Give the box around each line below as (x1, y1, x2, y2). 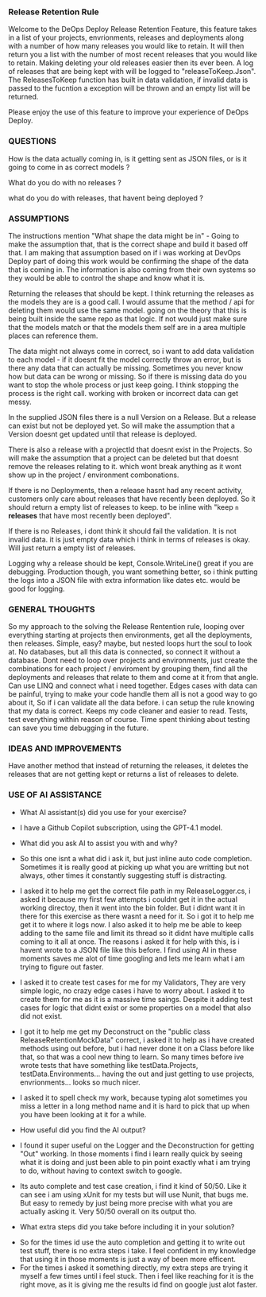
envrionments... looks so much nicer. (19, 1077, 141, 1087)
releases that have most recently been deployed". (8, 511, 172, 520)
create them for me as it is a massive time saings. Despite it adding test (19, 994, 253, 1004)
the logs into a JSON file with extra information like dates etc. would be (8, 575, 241, 584)
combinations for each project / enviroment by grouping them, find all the (8, 664, 249, 674)
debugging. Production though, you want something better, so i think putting (8, 567, 258, 577)
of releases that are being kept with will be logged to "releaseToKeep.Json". (8, 67, 256, 76)
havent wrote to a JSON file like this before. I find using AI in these (19, 945, 237, 954)
